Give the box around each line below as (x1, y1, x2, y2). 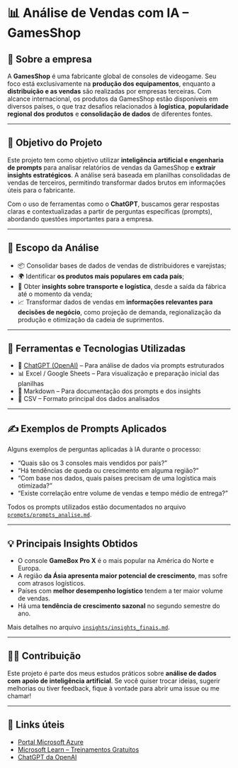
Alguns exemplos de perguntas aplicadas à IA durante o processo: (7, 445, 201, 454)
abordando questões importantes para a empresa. (7, 214, 154, 223)
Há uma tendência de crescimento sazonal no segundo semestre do (17, 602, 220, 610)
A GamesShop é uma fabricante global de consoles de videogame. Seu (7, 72, 217, 80)
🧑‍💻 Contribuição (7, 650, 81, 662)
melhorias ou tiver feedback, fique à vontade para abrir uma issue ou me (7, 684, 220, 692)
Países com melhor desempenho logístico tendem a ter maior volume (17, 586, 223, 596)
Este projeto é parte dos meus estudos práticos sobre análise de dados (7, 669, 217, 677)
